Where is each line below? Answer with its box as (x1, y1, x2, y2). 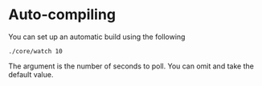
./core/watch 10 (8, 47, 63, 55)
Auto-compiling (8, 6, 117, 24)
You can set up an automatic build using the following (8, 32, 186, 41)
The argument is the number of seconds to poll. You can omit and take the (8, 61, 255, 71)
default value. (8, 69, 54, 79)
